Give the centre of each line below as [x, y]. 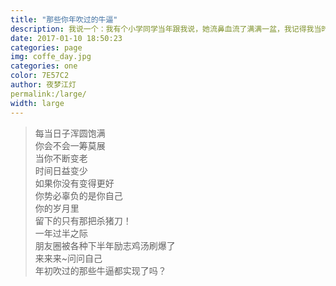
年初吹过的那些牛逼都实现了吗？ [100, 270]
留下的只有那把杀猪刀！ [83, 220]
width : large [37, 103]
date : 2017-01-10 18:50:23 [66, 38]
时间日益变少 [61, 170]
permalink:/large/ [48, 94]
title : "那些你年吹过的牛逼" [64, 19]
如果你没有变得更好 [74, 183]
